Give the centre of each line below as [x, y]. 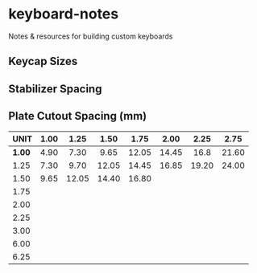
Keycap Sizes [43, 61]
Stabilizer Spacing [55, 89]
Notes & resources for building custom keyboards [91, 36]
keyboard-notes [64, 14]
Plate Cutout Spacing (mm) [78, 116]
